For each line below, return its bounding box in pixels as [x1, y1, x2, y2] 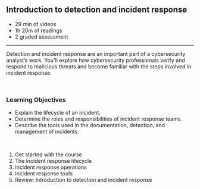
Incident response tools [14, 170, 73, 177]
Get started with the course [14, 151, 82, 158]
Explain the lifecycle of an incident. [14, 109, 101, 116]
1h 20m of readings [14, 27, 62, 34]
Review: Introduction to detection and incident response [14, 177, 152, 184]
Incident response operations [14, 163, 87, 171]
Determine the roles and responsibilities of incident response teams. [14, 115, 183, 122]
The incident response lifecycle [14, 157, 92, 165]
